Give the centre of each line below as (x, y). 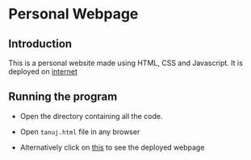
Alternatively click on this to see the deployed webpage (112, 147)
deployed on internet (43, 72)
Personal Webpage (73, 14)
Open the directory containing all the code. (91, 116)
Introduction (40, 44)
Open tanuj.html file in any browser (80, 131)
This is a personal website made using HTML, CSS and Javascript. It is (126, 63)
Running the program (63, 97)
